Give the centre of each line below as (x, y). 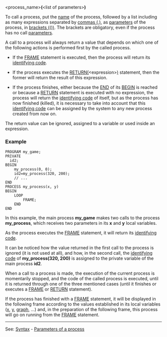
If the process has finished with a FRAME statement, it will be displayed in (81, 299)
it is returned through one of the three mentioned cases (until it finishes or (81, 284)
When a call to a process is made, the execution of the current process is (80, 273)
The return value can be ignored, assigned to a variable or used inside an (80, 123)
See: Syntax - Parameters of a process (45, 329)
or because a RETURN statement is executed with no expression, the (83, 92)
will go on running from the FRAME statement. (52, 315)
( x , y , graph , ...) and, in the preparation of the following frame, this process (82, 310)
